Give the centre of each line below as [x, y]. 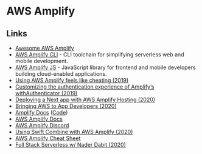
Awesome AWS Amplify [44, 48]
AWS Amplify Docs [39, 119]
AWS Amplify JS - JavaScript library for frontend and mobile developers [105, 67]
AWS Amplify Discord [42, 125]
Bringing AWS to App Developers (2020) [66, 106]
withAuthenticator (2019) [46, 93]
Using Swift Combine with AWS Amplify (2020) [74, 132]
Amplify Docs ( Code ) [41, 112]
